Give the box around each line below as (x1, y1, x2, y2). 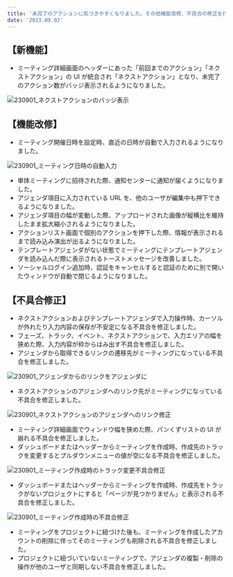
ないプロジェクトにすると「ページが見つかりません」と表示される (29, 489, 218, 498)
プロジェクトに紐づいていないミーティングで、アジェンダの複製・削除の (17, 553, 223, 562)
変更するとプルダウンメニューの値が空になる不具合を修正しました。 (29, 451, 224, 460)
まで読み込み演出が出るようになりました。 (17, 237, 139, 245)
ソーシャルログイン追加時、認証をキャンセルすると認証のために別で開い (17, 263, 224, 272)
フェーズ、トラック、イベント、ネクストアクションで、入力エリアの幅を (17, 331, 223, 339)
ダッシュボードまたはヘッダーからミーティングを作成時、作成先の (17, 442, 206, 450)
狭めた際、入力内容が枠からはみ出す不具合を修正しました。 (17, 340, 188, 348)
